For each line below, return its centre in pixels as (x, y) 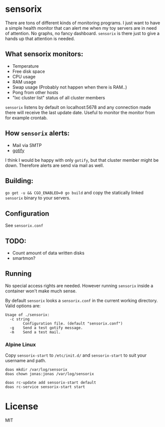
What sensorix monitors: (44, 54)
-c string (20, 319)
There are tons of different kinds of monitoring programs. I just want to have (82, 23)
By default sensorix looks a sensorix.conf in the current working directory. (82, 300)
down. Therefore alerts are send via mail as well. (55, 165)
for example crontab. (27, 118)
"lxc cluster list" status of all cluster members (59, 97)
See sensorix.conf (24, 226)
